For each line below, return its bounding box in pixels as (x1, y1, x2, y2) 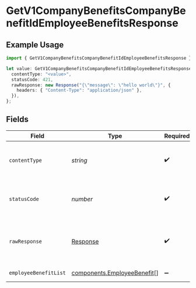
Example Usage (6, 40, 64, 50)
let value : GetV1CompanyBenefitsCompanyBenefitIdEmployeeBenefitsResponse (6, 65, 192, 71)
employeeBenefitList (9, 269, 66, 276)
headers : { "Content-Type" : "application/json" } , (16, 88, 142, 93)
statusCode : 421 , (11, 77, 54, 82)
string (71, 156, 87, 164)
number (71, 195, 93, 203)
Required (164, 131, 190, 140)
